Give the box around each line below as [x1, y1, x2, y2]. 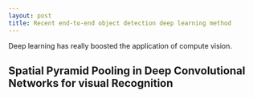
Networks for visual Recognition [8, 76, 173, 90]
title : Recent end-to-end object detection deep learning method [8, 19, 231, 27]
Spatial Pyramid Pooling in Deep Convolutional [8, 64, 246, 77]
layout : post [8, 11, 52, 20]
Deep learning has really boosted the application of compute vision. [8, 41, 233, 50]
